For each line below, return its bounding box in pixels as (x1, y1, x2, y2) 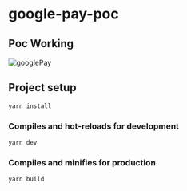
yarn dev (8, 139, 38, 147)
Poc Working (8, 37, 74, 50)
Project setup (8, 81, 78, 94)
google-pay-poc (8, 5, 119, 23)
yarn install (8, 101, 52, 110)
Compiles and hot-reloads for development (8, 121, 180, 132)
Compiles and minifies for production (8, 157, 156, 169)
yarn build (8, 175, 45, 184)
